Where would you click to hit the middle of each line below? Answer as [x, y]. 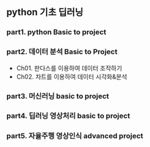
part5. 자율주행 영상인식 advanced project [75, 136]
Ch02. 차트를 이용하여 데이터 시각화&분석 [72, 77]
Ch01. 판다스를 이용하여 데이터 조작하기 [69, 68]
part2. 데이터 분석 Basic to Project [62, 52]
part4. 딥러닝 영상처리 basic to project [68, 116]
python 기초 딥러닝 [45, 12]
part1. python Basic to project [57, 32]
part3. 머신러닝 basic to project [58, 96]
